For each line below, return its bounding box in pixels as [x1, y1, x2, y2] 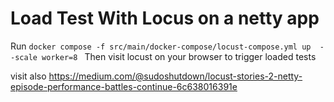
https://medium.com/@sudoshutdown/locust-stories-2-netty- [48, 70, 303, 82]
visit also [10, 70, 47, 82]
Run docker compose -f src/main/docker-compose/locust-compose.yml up [10, 40, 312, 52]
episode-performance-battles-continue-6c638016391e [10, 80, 238, 92]
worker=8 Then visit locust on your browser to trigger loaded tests [41, 50, 317, 62]
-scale [10, 52, 38, 62]
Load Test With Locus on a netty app [10, 7, 320, 30]
